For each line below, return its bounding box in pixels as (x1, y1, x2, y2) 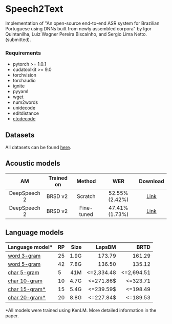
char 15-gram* (8, 285, 46, 293)
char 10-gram (8, 277, 42, 284)
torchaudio (12, 78, 36, 84)
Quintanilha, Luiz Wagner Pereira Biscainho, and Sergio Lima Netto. (5, 31, 147, 37)
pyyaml (12, 88, 29, 95)
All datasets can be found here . (5, 145, 72, 151)
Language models (5, 228, 64, 237)
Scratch (76, 192, 96, 200)
